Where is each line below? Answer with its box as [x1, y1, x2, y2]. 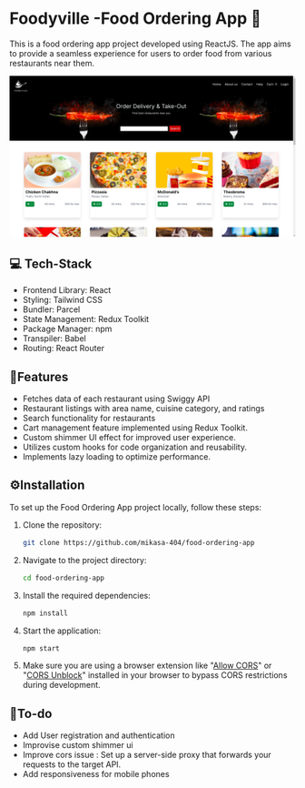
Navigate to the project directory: [22, 554, 147, 565]
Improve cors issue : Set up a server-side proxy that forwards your [22, 750, 272, 761]
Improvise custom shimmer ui [22, 740, 133, 751]
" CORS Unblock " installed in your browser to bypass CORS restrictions [22, 670, 288, 681]
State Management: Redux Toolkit [22, 314, 150, 325]
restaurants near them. [9, 57, 95, 68]
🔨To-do [9, 705, 53, 722]
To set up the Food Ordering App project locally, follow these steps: [9, 501, 261, 512]
